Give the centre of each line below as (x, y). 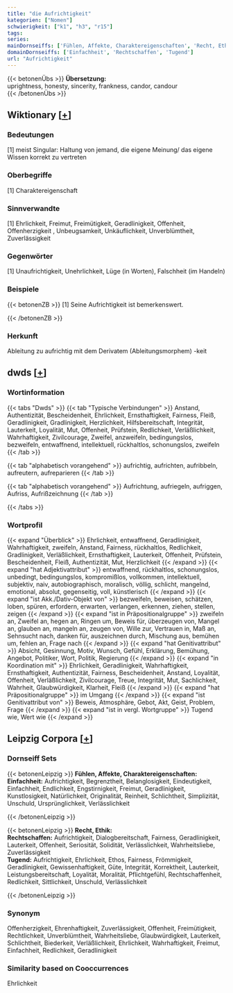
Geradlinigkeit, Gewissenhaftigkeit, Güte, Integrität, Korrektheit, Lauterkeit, (113, 867)
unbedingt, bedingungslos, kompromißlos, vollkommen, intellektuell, (104, 577)
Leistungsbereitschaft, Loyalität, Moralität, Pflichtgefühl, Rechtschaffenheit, (115, 874)
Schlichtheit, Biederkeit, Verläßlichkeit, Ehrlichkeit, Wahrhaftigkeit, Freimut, (114, 943)
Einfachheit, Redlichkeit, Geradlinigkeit (62, 950)
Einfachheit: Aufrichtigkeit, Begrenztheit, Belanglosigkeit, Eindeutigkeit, (110, 781)
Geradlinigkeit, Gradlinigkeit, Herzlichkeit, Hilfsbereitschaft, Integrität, (106, 422)
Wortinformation (36, 393)
